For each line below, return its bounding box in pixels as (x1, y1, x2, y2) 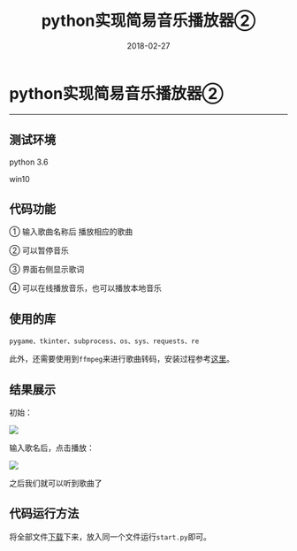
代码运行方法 (9, 506, 80, 521)
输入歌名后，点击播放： (9, 442, 95, 453)
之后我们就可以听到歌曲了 (9, 478, 103, 488)
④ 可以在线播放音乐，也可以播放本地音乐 (9, 283, 162, 294)
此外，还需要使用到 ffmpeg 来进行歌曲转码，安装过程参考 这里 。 (9, 354, 234, 364)
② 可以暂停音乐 (9, 245, 69, 256)
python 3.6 (9, 157, 49, 167)
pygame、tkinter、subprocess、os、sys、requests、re (9, 337, 200, 346)
